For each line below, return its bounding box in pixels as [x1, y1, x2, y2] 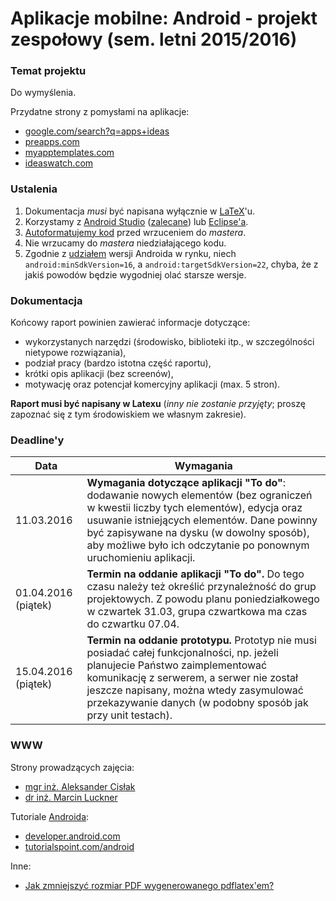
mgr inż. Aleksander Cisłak [24, 780, 136, 792]
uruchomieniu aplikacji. [86, 551, 196, 565]
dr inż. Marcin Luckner [24, 791, 118, 803]
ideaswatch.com [24, 157, 94, 169]
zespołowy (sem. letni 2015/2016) [10, 28, 298, 51]
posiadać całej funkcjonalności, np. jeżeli [86, 646, 279, 660]
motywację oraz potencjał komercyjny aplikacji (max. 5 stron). [24, 378, 281, 391]
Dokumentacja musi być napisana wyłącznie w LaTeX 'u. [24, 205, 256, 217]
